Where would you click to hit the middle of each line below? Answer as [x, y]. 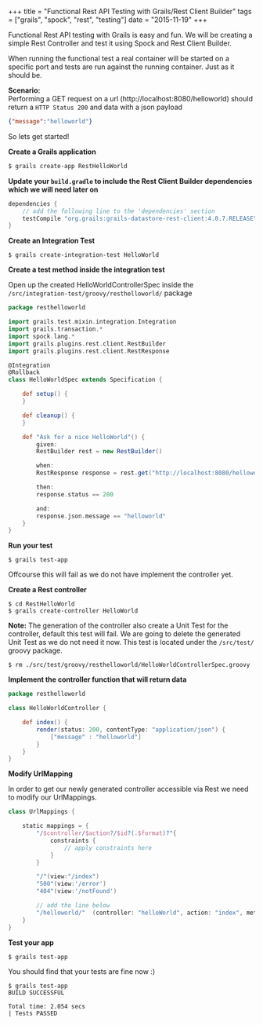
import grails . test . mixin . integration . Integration [92, 322]
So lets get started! [39, 136]
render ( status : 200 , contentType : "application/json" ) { [131, 730]
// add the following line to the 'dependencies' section [119, 211]
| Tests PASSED [33, 1013]
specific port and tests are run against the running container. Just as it [121, 67]
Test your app [31, 943]
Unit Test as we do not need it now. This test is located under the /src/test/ [131, 642]
